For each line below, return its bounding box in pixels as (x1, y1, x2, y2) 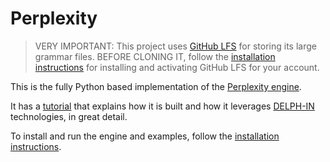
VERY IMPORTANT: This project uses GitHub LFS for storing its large (34, 40, 317, 52)
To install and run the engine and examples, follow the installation (10, 130, 280, 142)
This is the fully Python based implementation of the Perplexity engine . (10, 80, 302, 92)
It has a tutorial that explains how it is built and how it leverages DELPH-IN (10, 100, 315, 112)
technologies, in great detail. (10, 110, 128, 122)
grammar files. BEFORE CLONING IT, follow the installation (34, 50, 276, 62)
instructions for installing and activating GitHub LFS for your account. (34, 61, 320, 73)
